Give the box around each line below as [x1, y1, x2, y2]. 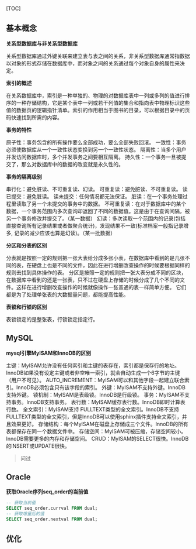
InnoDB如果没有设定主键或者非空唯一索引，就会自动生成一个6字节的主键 [6, 369, 180, 376]
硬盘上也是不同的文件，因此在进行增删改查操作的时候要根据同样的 [31, 262, 190, 269]
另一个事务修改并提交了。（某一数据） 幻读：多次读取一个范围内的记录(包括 [6, 215, 186, 222]
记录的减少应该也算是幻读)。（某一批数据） [13, 229, 116, 236]
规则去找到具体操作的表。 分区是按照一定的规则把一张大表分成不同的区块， [6, 269, 187, 276]
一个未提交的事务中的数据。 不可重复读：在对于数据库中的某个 [36, 200, 187, 207]
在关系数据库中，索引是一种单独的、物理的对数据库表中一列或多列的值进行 [6, 92, 185, 99]
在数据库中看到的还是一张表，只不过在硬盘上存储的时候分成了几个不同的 [6, 276, 180, 283]
